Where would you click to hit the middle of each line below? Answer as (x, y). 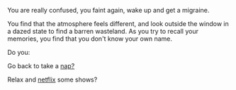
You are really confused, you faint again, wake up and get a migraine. (108, 10)
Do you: (19, 52)
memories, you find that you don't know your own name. (90, 39)
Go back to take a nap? (41, 66)
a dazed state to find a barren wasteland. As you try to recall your (103, 31)
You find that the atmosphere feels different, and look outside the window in (118, 24)
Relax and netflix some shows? (52, 79)
